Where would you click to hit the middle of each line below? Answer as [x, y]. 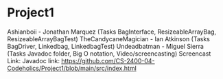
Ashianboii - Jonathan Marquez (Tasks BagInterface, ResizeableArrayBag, [112, 32]
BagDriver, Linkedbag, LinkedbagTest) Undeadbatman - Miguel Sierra [106, 46]
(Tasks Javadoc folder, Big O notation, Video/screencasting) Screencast [109, 54]
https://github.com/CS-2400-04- [108, 60]
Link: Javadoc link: [34, 60]
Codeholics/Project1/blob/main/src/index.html [72, 68]
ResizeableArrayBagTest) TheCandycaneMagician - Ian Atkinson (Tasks [109, 38]
